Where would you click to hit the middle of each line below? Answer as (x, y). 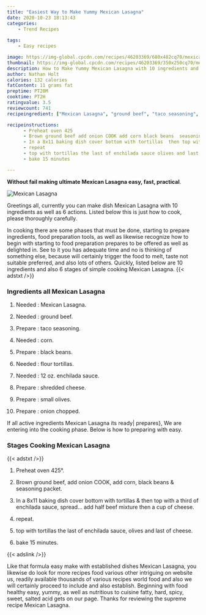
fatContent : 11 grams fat (40, 86)
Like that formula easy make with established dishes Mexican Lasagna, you (102, 566)
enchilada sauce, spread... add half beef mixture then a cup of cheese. (105, 507)
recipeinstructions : (33, 125)
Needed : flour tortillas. (45, 363)
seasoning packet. (39, 489)
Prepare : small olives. (44, 399)
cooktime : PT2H (26, 97)
